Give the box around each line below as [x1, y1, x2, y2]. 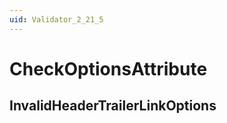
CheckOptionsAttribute [9, 57, 208, 80]
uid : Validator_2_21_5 [9, 14, 104, 25]
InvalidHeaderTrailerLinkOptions [9, 97, 217, 115]
